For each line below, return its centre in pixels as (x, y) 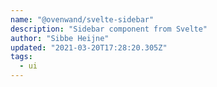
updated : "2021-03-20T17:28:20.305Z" (89, 47)
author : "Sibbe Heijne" (60, 38)
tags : (21, 57)
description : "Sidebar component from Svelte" (109, 29)
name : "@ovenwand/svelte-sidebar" (82, 19)
